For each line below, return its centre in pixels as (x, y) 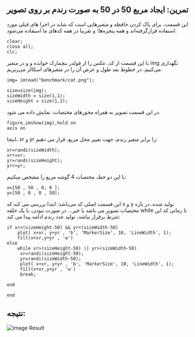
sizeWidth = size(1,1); (36, 96)
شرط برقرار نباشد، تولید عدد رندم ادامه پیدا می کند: (63, 216)
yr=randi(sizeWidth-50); (51, 258)
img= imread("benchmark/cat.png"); (51, 80)
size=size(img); (27, 91)
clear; (15, 41)
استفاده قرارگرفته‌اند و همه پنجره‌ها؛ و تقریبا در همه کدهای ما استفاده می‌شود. (92, 30)
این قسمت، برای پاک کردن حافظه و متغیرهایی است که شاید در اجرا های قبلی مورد (97, 24)
